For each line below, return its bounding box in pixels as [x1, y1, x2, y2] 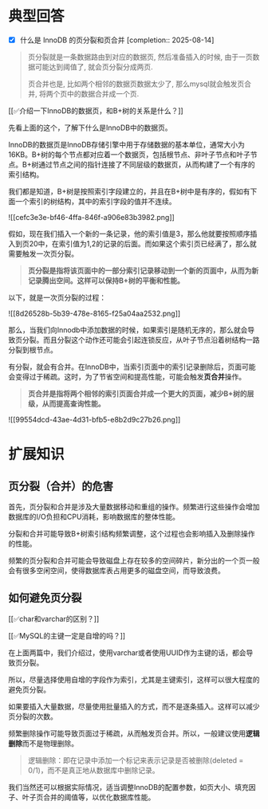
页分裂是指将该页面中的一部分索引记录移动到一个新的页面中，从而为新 [27, 266, 259, 275]
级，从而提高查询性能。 [27, 399, 105, 408]
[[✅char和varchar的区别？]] [8, 614, 100, 623]
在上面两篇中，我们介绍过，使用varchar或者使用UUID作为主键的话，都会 [8, 647, 246, 658]
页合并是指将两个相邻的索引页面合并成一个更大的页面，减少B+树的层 [27, 389, 254, 399]
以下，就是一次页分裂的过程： [8, 293, 106, 302]
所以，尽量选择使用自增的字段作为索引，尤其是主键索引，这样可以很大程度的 [8, 674, 260, 684]
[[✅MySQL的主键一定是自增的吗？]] [8, 630, 126, 640]
